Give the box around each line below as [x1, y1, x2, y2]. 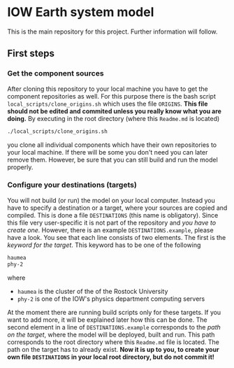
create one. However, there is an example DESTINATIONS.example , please [7, 225, 214, 234]
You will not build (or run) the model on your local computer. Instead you [7, 196, 215, 204]
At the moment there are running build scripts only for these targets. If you [7, 308, 221, 316]
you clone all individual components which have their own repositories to [7, 141, 217, 149]
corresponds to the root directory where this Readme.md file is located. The [7, 337, 220, 346]
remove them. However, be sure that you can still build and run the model [7, 155, 218, 164]
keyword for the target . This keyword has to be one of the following [7, 241, 201, 249]
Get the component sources [7, 69, 104, 78]
